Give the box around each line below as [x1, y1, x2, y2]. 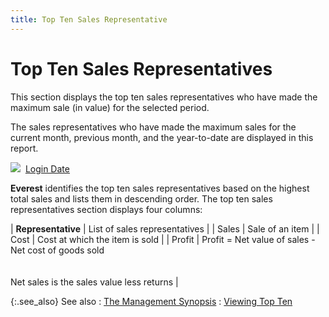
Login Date [24, 162, 70, 175]
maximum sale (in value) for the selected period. [10, 101, 210, 113]
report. [10, 142, 39, 154]
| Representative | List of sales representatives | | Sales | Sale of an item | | [10, 222, 320, 235]
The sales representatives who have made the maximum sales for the [10, 121, 297, 133]
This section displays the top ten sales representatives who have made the [10, 91, 318, 103]
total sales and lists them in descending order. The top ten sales [10, 192, 273, 205]
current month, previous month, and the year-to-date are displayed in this [10, 131, 314, 143]
